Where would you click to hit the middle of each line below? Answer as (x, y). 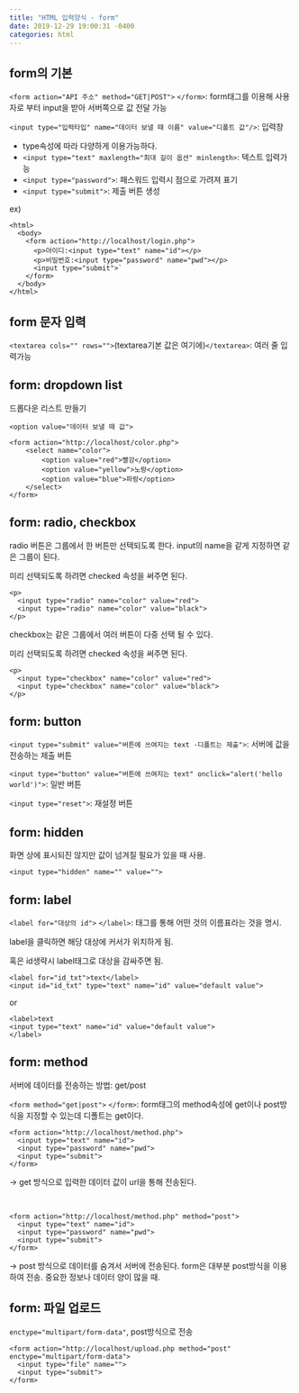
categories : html (42, 34)
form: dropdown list (66, 385)
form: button (45, 722)
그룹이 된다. (39, 556)
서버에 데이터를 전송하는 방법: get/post (78, 1085)
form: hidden (46, 832)
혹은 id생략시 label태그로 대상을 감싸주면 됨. (86, 961)
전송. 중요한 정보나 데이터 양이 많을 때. (93, 1277)
